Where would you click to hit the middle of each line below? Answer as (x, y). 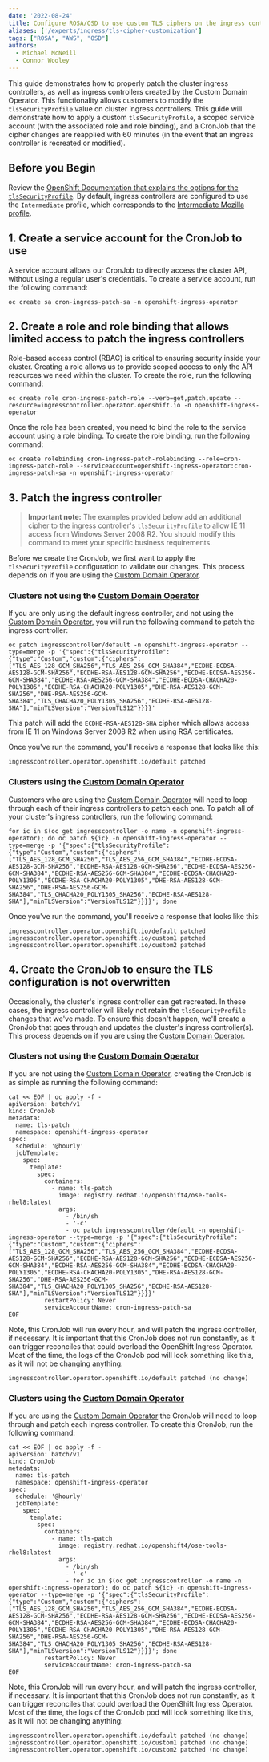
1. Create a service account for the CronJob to (125, 239)
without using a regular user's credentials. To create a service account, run (132, 278)
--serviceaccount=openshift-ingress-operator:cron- (164, 466)
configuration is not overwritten (89, 982)
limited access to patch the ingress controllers (126, 339)
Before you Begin (52, 168)
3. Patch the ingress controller (85, 498)
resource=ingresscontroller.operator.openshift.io (94, 406)
